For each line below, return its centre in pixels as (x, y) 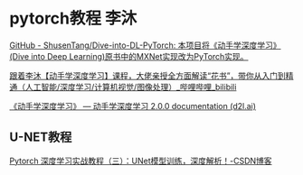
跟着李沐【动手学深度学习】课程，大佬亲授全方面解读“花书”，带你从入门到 (148, 75)
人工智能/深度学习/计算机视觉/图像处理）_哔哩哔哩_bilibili (131, 87)
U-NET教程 (41, 138)
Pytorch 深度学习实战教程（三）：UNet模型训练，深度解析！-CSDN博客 (141, 161)
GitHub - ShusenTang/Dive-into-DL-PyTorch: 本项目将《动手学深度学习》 (146, 45)
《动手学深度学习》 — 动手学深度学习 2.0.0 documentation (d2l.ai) (133, 106)
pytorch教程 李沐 (73, 18)
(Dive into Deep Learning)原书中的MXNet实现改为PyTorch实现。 (129, 56)
